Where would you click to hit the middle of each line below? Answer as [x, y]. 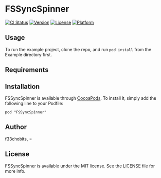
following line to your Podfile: [34, 103]
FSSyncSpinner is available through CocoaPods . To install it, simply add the [81, 98]
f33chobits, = [19, 139]
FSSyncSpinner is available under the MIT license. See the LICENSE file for [80, 166]
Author [16, 127]
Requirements [27, 70]
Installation [22, 86]
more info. [15, 171]
